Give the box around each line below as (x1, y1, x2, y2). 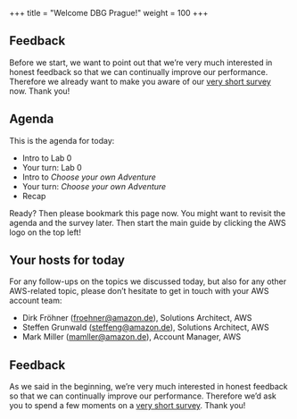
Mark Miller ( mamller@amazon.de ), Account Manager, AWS (21, 331, 242, 342)
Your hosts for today (9, 253, 125, 268)
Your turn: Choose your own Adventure (21, 180, 167, 191)
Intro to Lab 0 (21, 152, 72, 163)
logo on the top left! (9, 227, 82, 238)
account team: (9, 295, 62, 306)
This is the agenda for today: (9, 135, 115, 146)
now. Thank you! (9, 85, 70, 96)
